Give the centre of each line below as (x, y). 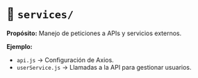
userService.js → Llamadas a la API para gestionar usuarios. (104, 67)
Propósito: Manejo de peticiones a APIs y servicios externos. (94, 33)
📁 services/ (40, 14)
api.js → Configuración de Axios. (65, 60)
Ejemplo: (19, 46)
